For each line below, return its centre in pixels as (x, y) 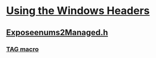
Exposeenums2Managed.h (57, 33)
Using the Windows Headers (78, 11)
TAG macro (23, 49)
